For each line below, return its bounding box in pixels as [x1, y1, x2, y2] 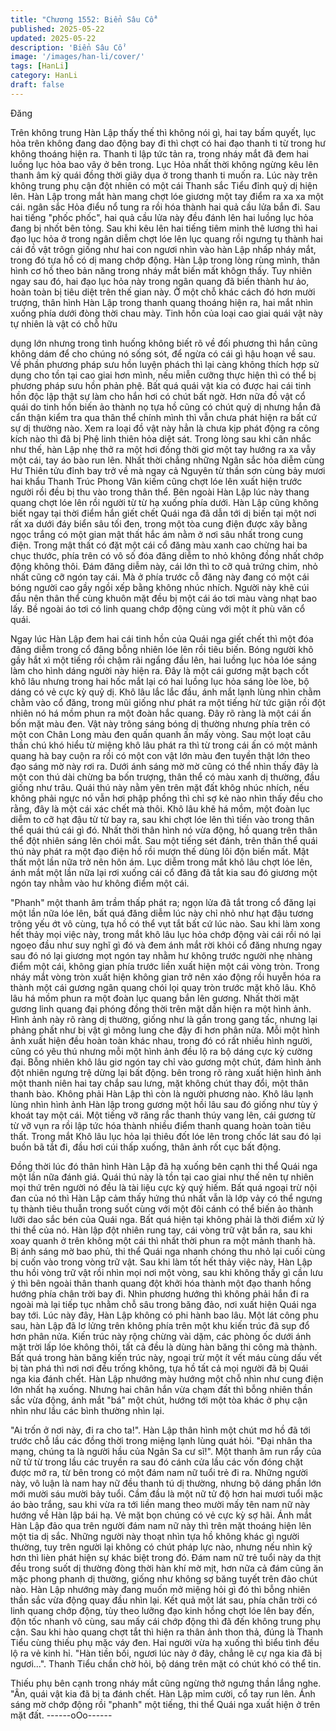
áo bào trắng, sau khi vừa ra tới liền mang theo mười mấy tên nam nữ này [10, 1498, 311, 1510]
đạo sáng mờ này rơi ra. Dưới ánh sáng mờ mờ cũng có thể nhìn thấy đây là [10, 760, 319, 772]
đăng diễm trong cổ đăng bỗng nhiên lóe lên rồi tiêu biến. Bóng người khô [10, 643, 314, 655]
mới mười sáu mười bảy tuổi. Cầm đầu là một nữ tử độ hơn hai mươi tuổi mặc [10, 1487, 323, 1500]
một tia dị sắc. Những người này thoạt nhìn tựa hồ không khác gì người [10, 1530, 300, 1542]
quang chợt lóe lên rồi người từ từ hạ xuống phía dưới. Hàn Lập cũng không [10, 496, 319, 508]
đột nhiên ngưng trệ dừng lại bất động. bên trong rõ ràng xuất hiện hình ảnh [10, 1066, 322, 1078]
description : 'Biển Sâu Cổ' [10, 42, 128, 53]
